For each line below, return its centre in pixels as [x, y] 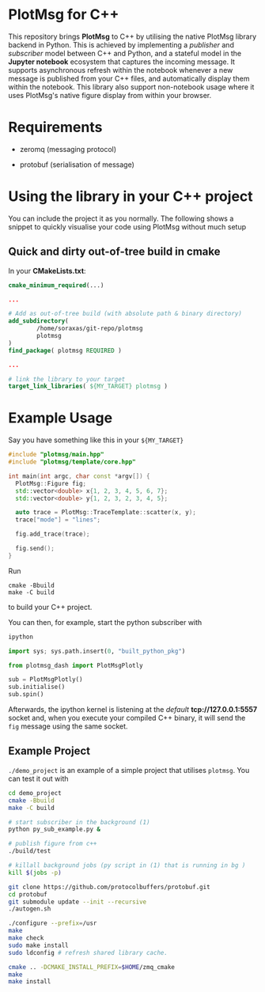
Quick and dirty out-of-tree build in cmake [114, 252]
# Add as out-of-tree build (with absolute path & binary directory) [125, 314]
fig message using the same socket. [68, 726]
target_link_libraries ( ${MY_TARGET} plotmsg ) [88, 386]
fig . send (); [35, 549]
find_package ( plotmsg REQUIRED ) [65, 350]
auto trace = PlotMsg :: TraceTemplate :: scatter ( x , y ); [106, 513]
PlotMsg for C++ [64, 15]
